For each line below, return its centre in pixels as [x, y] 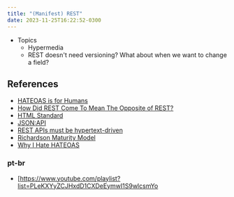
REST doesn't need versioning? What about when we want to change [127, 55]
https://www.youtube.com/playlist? [70, 178]
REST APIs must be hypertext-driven [70, 130]
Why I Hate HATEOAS [49, 145]
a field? [38, 62]
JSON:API [32, 123]
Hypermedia [46, 47]
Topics [27, 40]
